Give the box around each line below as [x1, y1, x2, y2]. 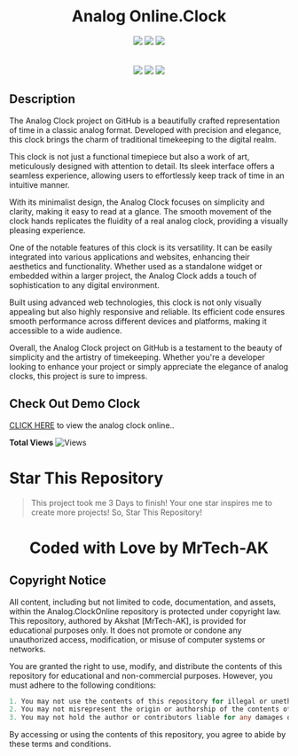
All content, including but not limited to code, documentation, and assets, [9, 596, 277, 607]
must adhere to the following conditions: [9, 680, 157, 690]
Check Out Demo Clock [9, 396, 140, 411]
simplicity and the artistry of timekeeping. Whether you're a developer [9, 352, 265, 362]
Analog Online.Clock [71, 6, 227, 27]
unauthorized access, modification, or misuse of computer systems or [9, 634, 266, 644]
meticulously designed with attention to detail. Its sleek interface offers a [9, 160, 275, 171]
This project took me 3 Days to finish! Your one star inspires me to [30, 497, 273, 508]
